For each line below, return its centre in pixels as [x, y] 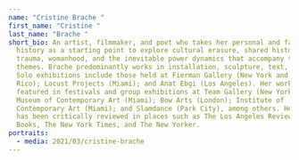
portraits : [29, 133]
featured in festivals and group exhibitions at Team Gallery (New [145, 92]
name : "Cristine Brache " [56, 17]
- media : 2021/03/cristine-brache [80, 141]
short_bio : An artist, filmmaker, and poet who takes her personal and [144, 42]
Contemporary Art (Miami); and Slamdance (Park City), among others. [148, 108]
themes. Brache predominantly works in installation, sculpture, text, [153, 68]
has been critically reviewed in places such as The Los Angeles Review [154, 116]
